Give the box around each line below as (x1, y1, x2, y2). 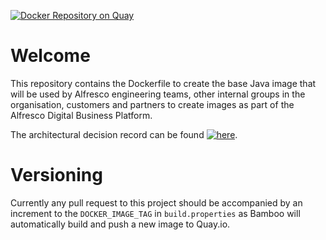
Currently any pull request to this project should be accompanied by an (10, 196, 303, 209)
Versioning (10, 164, 103, 187)
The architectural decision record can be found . (10, 128, 238, 140)
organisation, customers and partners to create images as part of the (10, 98, 295, 110)
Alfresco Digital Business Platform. (10, 109, 153, 121)
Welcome (10, 45, 91, 67)
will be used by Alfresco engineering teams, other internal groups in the (10, 88, 306, 100)
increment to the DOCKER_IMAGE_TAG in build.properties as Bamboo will (10, 207, 301, 219)
